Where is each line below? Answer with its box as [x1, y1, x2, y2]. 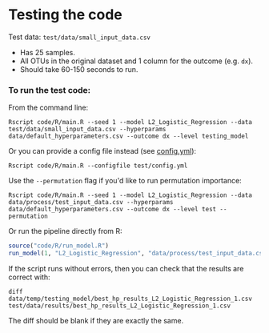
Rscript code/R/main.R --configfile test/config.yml [8, 162, 188, 170]
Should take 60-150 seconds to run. [19, 64, 139, 74]
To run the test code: [8, 84, 91, 95]
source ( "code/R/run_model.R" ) [8, 242, 110, 250]
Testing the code [8, 6, 122, 24]
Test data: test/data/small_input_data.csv [8, 32, 151, 42]
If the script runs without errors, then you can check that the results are [8, 263, 244, 273]
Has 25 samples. [19, 47, 76, 57]
